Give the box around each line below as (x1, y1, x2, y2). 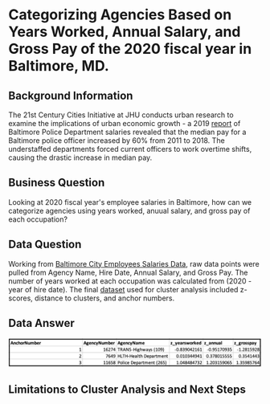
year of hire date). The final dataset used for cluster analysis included (8, 284, 239, 294)
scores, (8, 293, 34, 303)
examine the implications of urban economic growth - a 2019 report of (8, 119, 241, 128)
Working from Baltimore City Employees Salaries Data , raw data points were (8, 259, 260, 268)
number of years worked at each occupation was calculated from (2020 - (8, 275, 252, 286)
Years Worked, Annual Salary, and (8, 22, 241, 41)
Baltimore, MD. (8, 57, 110, 75)
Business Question (8, 176, 105, 190)
